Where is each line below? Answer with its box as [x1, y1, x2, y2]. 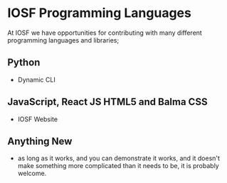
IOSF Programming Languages [7, 5, 192, 21]
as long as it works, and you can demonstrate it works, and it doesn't [17, 154, 221, 162]
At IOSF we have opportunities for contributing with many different [7, 28, 203, 37]
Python [7, 57, 41, 69]
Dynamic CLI [17, 75, 56, 84]
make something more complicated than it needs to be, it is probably [17, 162, 219, 170]
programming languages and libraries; [7, 35, 120, 44]
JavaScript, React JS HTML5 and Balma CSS [7, 96, 208, 108]
